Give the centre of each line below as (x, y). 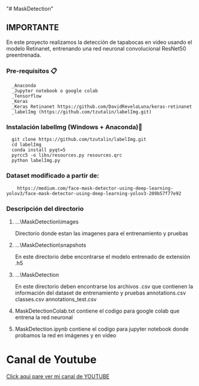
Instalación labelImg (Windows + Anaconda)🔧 (74, 127)
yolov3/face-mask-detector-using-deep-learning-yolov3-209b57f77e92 (94, 193)
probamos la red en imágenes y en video (66, 335)
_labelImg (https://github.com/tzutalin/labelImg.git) (82, 112)
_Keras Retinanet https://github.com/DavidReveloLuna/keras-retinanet (102, 107)
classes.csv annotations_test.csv (56, 299)
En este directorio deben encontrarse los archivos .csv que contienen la (104, 286)
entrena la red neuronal (44, 317)
